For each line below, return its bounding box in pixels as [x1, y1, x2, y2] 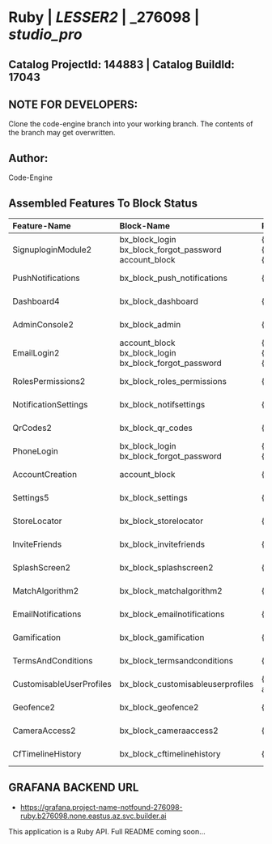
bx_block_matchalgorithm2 [119, 586, 223, 597]
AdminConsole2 [12, 319, 74, 330]
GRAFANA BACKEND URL [8, 781, 139, 795]
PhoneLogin [12, 445, 58, 457]
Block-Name [119, 220, 170, 232]
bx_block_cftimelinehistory [119, 748, 221, 760]
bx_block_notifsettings [119, 399, 206, 411]
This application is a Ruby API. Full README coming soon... [8, 826, 206, 836]
